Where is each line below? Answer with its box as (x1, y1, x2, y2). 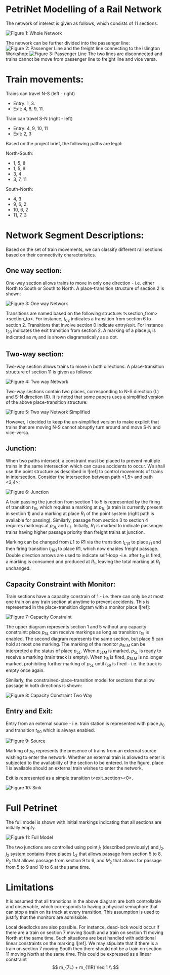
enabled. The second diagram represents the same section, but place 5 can (6, 635, 163, 642)
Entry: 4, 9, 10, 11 (13, 125, 48, 131)
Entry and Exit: (6, 707, 53, 715)
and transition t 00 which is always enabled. (6, 727, 95, 734)
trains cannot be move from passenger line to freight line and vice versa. (6, 56, 157, 62)
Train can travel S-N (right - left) (6, 115, 73, 121)
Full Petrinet (6, 802, 58, 814)
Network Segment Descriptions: (6, 230, 144, 241)
